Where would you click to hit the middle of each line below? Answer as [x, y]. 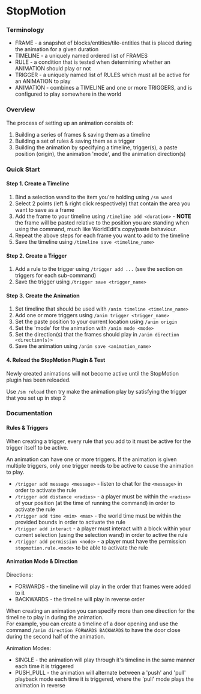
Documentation [29, 414]
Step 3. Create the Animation [43, 296]
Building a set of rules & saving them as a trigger [75, 141]
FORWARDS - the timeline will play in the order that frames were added [103, 586]
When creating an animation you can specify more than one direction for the [100, 611]
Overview [21, 110]
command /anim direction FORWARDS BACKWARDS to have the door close [94, 630]
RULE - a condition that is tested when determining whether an [93, 62]
